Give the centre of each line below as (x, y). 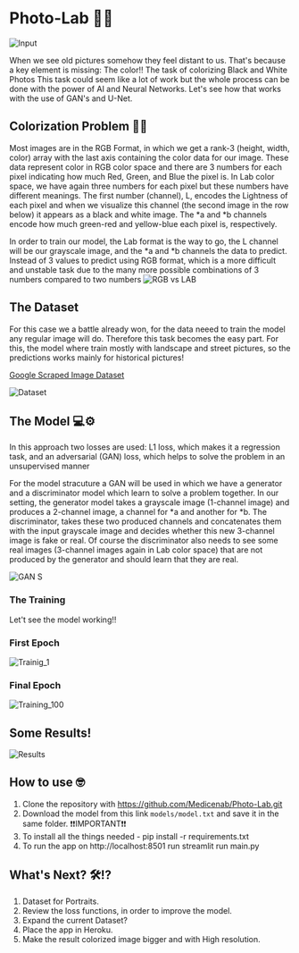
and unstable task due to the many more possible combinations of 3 (134, 270)
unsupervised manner (50, 466)
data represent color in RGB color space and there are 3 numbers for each (146, 167)
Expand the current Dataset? (75, 920)
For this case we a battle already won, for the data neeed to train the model (147, 329)
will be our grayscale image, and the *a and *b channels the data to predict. (148, 250)
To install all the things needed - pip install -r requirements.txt (136, 836)
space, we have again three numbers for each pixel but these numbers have (149, 186)
